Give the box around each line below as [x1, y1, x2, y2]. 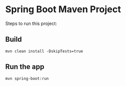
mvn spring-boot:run [5, 76, 49, 81]
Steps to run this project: [5, 20, 57, 26]
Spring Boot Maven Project [5, 4, 121, 15]
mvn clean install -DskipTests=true [5, 48, 83, 54]
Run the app [5, 63, 44, 71]
